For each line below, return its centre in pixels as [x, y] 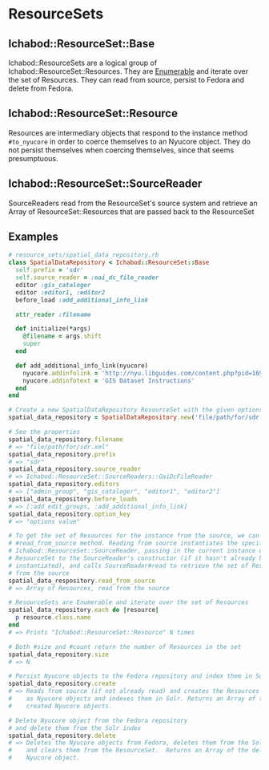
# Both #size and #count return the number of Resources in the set [125, 646]
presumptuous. [33, 158]
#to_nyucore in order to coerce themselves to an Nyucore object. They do [129, 141]
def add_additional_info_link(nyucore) [82, 366]
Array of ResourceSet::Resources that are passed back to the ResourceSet [131, 211]
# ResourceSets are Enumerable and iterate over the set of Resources [128, 602]
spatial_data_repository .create [62, 684]
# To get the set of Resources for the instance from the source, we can [134, 536]
